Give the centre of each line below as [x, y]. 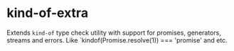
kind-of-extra [48, 13]
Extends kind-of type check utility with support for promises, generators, [114, 33]
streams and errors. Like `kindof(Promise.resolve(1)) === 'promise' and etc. [117, 40]
